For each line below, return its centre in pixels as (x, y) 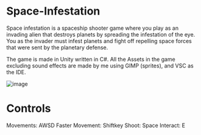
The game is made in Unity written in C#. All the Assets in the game (91, 59)
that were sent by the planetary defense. (57, 47)
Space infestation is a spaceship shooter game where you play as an (92, 28)
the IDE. (16, 72)
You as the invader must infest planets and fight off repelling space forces (99, 41)
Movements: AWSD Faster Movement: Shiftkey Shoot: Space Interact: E (96, 125)
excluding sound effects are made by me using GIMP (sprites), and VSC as (100, 66)
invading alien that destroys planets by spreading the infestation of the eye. (101, 34)
